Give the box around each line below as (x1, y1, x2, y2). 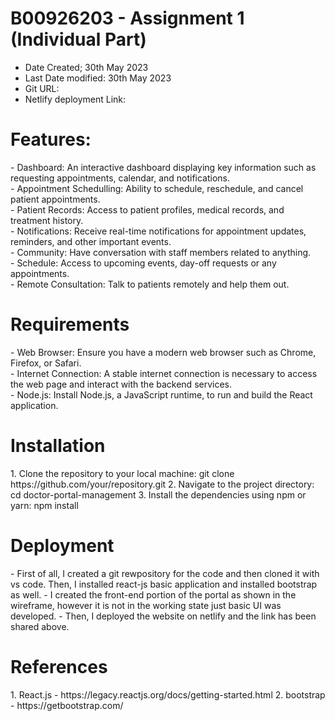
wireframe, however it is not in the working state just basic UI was (10, 599, 282, 611)
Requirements (10, 313, 130, 336)
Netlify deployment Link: (24, 93, 127, 105)
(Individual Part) (10, 28, 147, 51)
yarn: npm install (10, 499, 79, 511)
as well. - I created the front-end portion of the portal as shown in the (10, 588, 297, 601)
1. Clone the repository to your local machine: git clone (10, 467, 235, 479)
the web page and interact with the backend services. (10, 378, 233, 390)
